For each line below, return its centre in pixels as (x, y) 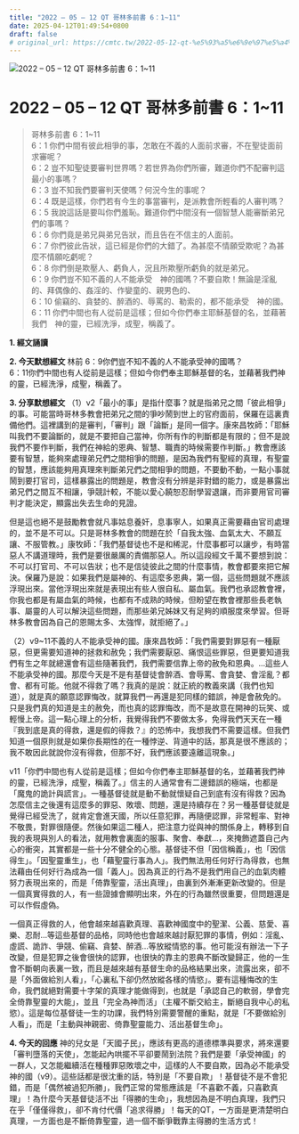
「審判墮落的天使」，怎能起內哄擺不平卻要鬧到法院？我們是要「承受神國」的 (148, 1054)
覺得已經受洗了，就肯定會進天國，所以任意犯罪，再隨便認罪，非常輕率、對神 (149, 816)
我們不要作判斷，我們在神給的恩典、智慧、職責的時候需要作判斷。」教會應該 (148, 447)
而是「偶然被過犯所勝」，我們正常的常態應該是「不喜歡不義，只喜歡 (147, 1088)
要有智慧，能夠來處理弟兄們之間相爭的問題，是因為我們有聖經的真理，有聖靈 (149, 459)
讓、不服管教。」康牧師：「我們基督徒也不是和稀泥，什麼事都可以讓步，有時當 (149, 544)
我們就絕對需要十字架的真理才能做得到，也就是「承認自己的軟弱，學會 (153, 991)
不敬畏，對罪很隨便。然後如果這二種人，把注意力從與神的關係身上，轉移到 (145, 827)
